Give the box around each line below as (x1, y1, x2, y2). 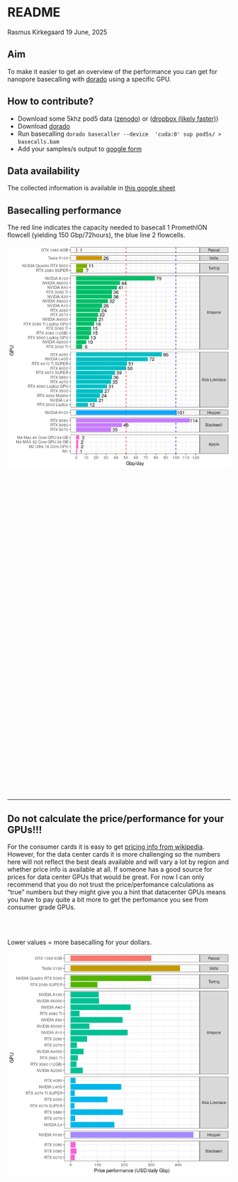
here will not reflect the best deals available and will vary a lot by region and (7, 857, 229, 866)
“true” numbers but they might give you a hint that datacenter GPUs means (7, 888, 227, 896)
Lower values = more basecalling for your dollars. (7, 938, 152, 946)
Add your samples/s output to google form (17, 144, 142, 153)
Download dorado (17, 121, 71, 130)
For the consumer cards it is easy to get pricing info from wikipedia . (7, 842, 205, 851)
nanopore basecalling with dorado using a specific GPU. (7, 75, 171, 83)
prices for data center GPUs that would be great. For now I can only (7, 873, 205, 881)
